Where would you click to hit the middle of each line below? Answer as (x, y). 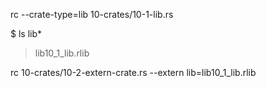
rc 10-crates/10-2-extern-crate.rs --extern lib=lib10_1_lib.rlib (133, 72)
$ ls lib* (26, 33)
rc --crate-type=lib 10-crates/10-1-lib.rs (92, 14)
